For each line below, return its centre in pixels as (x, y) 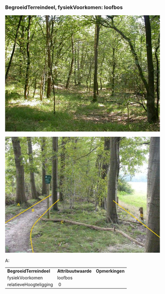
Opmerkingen (110, 271)
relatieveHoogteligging (30, 285)
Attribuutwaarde (74, 271)
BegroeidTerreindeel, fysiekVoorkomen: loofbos (64, 7)
